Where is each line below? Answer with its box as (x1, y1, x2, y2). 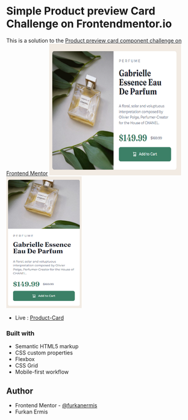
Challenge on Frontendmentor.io (6, 17, 172, 31)
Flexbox (14, 356, 35, 363)
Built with (6, 329, 35, 338)
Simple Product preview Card (6, 4, 155, 18)
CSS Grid (14, 362, 38, 369)
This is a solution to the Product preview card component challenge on (6, 37, 182, 44)
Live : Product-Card (14, 314, 64, 321)
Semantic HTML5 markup (14, 343, 79, 350)
